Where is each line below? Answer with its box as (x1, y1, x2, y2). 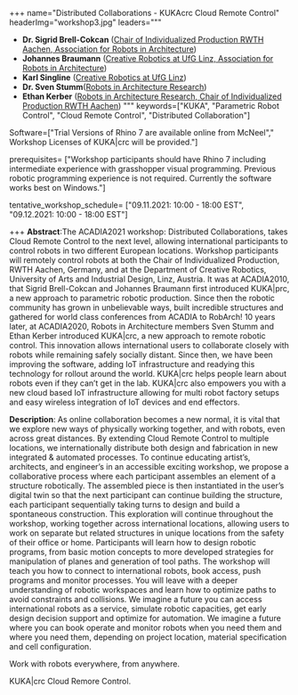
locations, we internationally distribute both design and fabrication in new (9, 443, 278, 453)
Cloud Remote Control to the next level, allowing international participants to (9, 236, 288, 246)
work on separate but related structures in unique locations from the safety (9, 527, 285, 538)
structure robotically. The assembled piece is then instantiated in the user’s (9, 480, 285, 491)
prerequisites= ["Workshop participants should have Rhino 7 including (9, 154, 267, 164)
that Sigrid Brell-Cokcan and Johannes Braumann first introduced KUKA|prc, (9, 283, 290, 293)
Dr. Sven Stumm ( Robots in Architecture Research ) (21, 82, 207, 92)
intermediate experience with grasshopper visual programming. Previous (9, 164, 277, 174)
